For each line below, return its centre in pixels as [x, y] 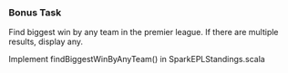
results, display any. [46, 41]
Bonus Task [35, 13]
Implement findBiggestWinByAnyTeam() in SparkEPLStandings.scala [137, 59]
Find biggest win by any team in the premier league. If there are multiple [144, 32]
